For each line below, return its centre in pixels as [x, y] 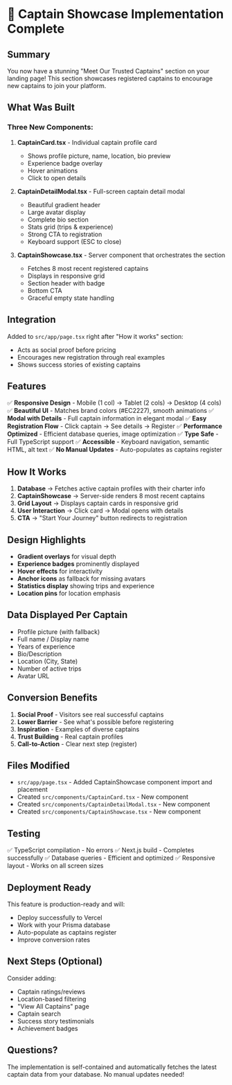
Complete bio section [58, 219]
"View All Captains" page [53, 1006]
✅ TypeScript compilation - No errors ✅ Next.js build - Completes [101, 850]
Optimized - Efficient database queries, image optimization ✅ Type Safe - [113, 434]
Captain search [39, 1014]
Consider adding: [32, 978]
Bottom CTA [45, 290]
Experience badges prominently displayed [78, 563]
